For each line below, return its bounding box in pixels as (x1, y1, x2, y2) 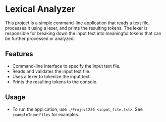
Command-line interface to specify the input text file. (12, 63, 121, 69)
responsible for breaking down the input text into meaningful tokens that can (5, 30, 162, 36)
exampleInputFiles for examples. (12, 111, 79, 117)
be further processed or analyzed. (5, 36, 75, 41)
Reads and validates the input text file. (12, 68, 91, 74)
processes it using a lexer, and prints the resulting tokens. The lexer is (5, 25, 148, 31)
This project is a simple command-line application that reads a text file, (5, 20, 150, 26)
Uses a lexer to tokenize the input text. (12, 73, 91, 80)
